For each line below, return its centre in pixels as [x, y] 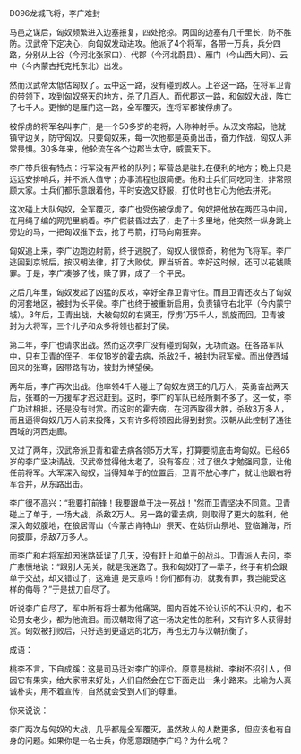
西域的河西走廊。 [41, 431]
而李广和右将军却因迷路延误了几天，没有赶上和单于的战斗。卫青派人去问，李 [150, 555]
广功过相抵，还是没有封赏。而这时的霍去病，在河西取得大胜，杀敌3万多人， [149, 409]
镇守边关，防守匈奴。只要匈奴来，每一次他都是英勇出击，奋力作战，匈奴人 [146, 138]
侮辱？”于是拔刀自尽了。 [70, 589]
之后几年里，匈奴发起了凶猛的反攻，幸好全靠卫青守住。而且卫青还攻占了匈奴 [150, 292]
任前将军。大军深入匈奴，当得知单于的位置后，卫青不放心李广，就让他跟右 [146, 472]
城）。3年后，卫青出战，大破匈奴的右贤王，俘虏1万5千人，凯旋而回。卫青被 [147, 315]
